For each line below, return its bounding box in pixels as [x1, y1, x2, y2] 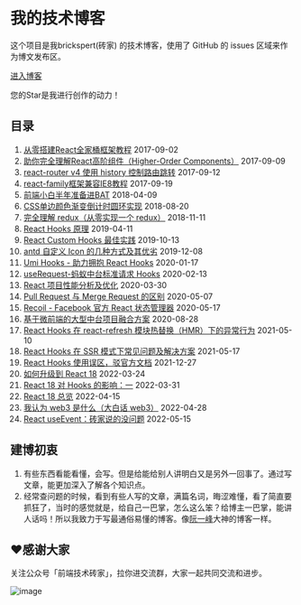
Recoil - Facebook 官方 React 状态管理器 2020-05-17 [23, 302, 221, 312]
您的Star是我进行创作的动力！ [10, 89, 121, 100]
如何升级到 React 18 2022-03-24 [23, 368, 146, 379]
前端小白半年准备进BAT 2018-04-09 [23, 189, 158, 200]
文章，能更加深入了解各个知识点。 [23, 479, 150, 490]
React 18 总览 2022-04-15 [23, 390, 121, 402]
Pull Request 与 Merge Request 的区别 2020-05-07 [23, 291, 214, 302]
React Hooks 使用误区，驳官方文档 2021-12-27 [23, 357, 197, 368]
